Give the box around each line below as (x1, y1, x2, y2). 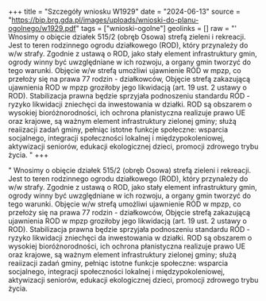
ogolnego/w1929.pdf (8, 24, 77, 33)
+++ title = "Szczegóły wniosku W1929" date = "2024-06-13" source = (8, 7, 241, 16)
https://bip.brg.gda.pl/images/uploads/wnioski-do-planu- (11, 15, 199, 25)
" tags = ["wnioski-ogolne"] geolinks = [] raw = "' (75, 24, 237, 33)
